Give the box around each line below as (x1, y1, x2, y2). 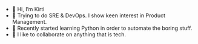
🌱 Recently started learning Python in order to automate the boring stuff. (12, 24, 193, 32)
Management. (12, 18, 47, 25)
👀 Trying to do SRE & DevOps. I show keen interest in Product (12, 12, 165, 19)
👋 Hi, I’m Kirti (12, 6, 45, 12)
